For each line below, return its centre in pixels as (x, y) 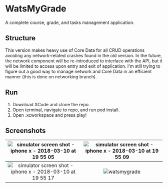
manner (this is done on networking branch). (51, 77)
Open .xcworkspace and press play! (49, 115)
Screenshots (25, 130)
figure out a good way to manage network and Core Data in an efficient (78, 71)
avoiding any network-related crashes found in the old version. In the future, (84, 55)
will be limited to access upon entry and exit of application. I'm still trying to (83, 66)
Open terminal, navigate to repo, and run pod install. (66, 110)
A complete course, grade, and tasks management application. (70, 22)
